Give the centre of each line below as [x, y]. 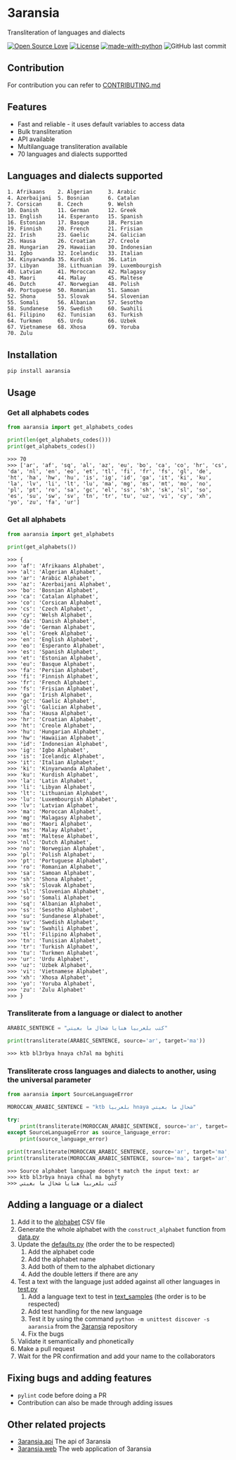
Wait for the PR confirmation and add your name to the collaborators [116, 1356]
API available [36, 139]
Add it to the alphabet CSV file [61, 1222]
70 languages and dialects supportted [72, 154]
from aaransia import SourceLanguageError [70, 1094]
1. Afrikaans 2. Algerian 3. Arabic [72, 192]
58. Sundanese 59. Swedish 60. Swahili [75, 309]
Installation [32, 355]
